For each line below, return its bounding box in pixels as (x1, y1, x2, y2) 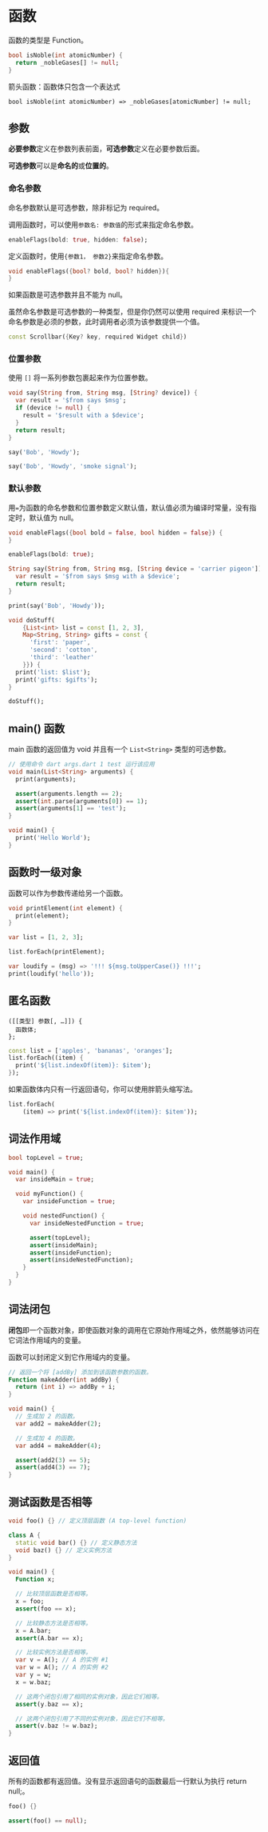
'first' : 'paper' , (29, 638, 91, 646)
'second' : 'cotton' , (29, 646, 98, 654)
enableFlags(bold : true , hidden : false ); (8, 235, 148, 244)
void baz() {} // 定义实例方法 (15, 1546, 112, 1554)
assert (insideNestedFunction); (29, 1256, 134, 1264)
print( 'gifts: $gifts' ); (15, 675, 98, 684)
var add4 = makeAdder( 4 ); (15, 1442, 102, 1450)
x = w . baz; (15, 1678, 52, 1686)
